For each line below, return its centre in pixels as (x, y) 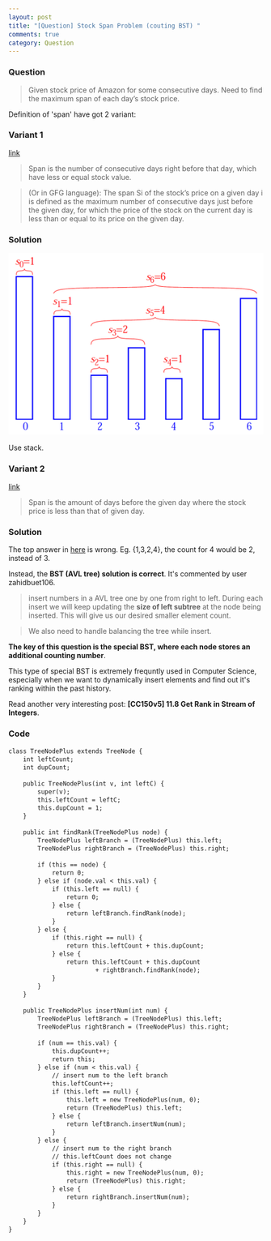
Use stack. (26, 448)
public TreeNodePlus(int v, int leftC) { (93, 784)
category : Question (41, 43)
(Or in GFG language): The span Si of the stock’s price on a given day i (145, 193)
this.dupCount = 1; (70, 808)
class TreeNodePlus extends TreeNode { (76, 751)
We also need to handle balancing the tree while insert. (120, 631)
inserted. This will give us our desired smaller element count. (129, 615)
